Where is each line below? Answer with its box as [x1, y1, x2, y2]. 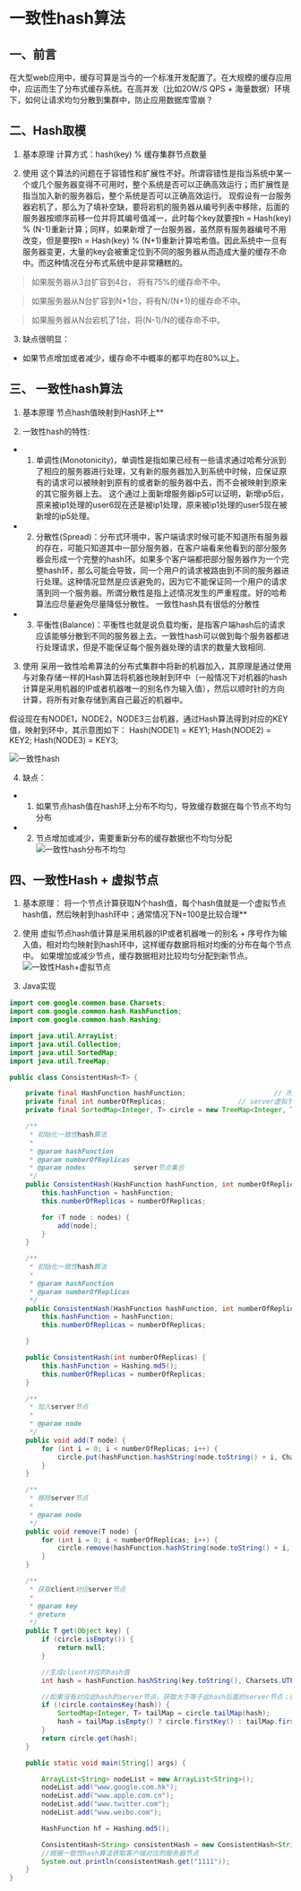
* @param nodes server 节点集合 [29, 1163, 185, 1172]
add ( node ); [56, 1221, 99, 1230]
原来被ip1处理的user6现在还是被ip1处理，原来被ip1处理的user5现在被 [35, 499, 288, 510]
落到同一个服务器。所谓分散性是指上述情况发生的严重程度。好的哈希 [35, 587, 288, 598]
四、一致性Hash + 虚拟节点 [9, 873, 159, 888]
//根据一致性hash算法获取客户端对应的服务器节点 [41, 1848, 200, 1858]
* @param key [29, 1602, 78, 1610]
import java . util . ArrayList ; [9, 1032, 118, 1040]
